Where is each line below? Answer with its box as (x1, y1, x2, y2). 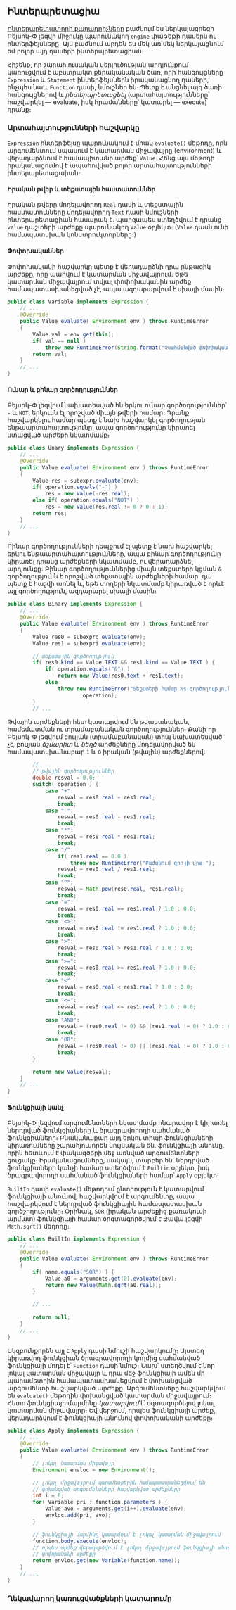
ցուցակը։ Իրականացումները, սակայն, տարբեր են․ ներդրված (7, 1156, 210, 1165)
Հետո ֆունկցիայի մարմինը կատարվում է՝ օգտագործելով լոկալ (7, 1398, 215, 1407)
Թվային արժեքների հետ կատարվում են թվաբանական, (7, 718, 190, 726)
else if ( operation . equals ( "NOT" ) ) (32, 497, 140, 504)
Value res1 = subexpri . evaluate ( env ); (32, 640, 146, 647)
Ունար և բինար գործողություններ (7, 385, 118, 393)
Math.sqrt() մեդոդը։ (7, 1222, 70, 1231)
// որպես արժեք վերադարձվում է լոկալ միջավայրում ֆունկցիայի (32, 1544, 216, 1551)
